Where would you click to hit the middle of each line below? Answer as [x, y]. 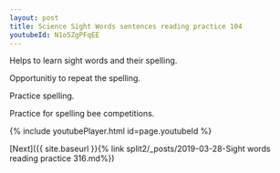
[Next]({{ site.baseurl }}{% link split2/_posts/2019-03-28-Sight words [140, 149]
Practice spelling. [42, 96]
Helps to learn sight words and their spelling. [93, 61]
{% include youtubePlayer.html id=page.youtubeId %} [111, 131]
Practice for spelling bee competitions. [82, 114]
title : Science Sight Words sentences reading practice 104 [126, 26]
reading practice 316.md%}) [62, 158]
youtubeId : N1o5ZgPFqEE [55, 35]
